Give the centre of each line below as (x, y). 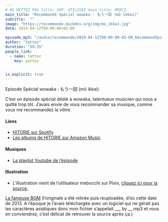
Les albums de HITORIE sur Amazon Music (56, 138)
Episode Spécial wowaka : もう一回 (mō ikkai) (52, 89)
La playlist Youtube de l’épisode (45, 160)
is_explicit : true (24, 74)
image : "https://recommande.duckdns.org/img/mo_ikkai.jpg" (68, 24)
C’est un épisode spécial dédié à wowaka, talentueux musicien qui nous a (81, 99)
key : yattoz (26, 61)
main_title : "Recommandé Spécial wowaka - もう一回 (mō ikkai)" (72, 15)
